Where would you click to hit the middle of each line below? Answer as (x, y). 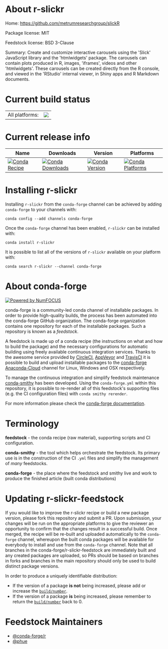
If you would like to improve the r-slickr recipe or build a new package (77, 513)
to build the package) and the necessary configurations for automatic (77, 346)
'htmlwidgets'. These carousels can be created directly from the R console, (82, 68)
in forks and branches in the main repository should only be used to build (80, 561)
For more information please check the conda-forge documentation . (75, 403)
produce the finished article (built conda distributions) (61, 478)
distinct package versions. (32, 566)
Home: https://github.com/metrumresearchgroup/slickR (62, 23)
